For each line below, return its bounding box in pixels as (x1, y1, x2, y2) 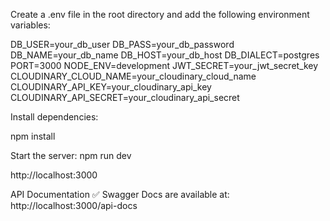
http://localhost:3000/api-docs (10, 200, 138, 211)
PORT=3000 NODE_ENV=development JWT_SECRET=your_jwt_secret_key (10, 60, 319, 71)
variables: (10, 19, 51, 31)
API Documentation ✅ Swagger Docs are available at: (10, 189, 230, 200)
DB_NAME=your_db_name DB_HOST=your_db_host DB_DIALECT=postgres (10, 49, 320, 61)
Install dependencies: (10, 111, 99, 123)
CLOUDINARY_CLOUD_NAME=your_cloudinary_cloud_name (10, 70, 257, 82)
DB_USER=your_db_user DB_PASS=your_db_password (10, 39, 235, 50)
